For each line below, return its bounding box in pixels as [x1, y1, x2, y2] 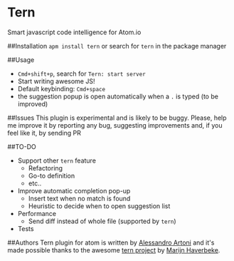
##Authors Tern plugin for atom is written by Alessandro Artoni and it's [7, 238, 215, 247]
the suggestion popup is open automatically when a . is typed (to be [17, 92, 219, 101]
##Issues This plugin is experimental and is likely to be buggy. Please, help [7, 113, 227, 122]
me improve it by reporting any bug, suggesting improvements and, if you [7, 121, 223, 129]
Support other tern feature [17, 156, 96, 165]
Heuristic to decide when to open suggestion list [28, 201, 171, 210]
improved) [17, 99, 48, 108]
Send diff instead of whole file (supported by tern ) [28, 217, 176, 225]
